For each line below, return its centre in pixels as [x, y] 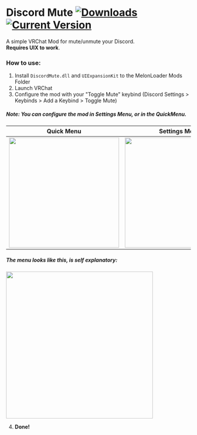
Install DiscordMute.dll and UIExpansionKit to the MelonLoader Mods [98, 76]
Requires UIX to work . [33, 48]
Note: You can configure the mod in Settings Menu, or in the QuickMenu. [96, 114]
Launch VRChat [33, 88]
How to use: [23, 63]
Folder [22, 82]
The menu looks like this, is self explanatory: [62, 260]
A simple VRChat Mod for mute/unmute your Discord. [70, 41]
